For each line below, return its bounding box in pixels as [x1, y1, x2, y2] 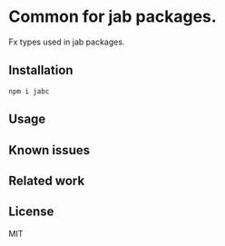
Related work [8, 172, 85, 188]
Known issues [8, 143, 91, 158]
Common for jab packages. [8, 6, 217, 27]
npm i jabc [8, 86, 50, 96]
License [8, 204, 54, 220]
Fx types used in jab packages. [8, 36, 125, 47]
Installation [8, 63, 73, 78]
